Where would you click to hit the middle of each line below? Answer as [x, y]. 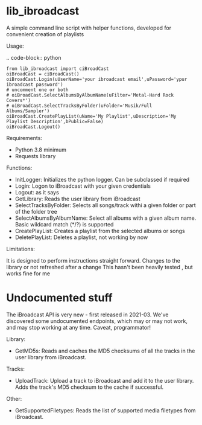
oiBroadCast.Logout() [33, 127]
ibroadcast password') [35, 85]
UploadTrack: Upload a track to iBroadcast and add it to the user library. [104, 380]
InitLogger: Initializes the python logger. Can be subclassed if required [102, 179]
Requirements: [24, 138]
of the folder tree [36, 211]
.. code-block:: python [34, 57]
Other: [14, 398]
